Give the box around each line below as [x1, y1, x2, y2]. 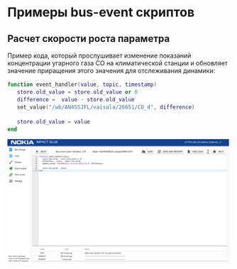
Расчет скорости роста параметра [7, 33, 170, 45]
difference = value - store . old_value [16, 96, 135, 103]
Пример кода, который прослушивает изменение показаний [7, 51, 192, 60]
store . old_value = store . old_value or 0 [16, 88, 138, 96]
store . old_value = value [16, 119, 91, 126]
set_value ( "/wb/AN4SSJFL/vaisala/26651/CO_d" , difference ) [16, 104, 195, 111]
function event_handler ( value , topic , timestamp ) [7, 81, 158, 88]
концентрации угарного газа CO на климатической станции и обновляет [7, 59, 228, 67]
